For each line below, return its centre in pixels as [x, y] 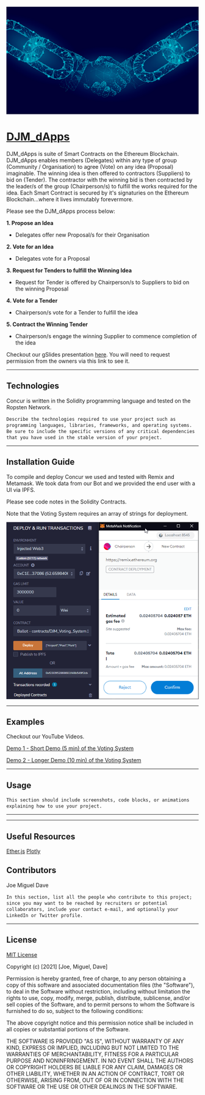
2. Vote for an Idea [30, 247]
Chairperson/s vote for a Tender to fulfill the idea [77, 312]
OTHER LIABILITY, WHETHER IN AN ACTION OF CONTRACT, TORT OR [95, 1074]
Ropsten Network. [29, 407]
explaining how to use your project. [54, 806]
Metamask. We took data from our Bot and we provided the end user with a [101, 483]
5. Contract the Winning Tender [47, 324]
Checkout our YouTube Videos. [45, 737]
